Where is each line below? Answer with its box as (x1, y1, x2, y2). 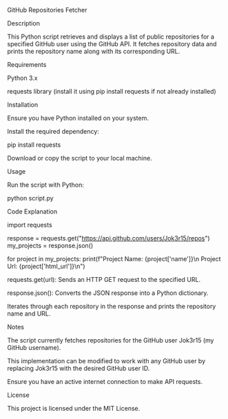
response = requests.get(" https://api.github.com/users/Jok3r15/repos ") (7, 234, 210, 242)
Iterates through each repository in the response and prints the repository (7, 303, 216, 310)
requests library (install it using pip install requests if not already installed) (7, 88, 217, 95)
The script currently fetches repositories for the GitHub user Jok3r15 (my (7, 336, 214, 344)
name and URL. (7, 309, 51, 318)
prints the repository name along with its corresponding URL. (7, 48, 180, 55)
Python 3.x (7, 74, 38, 82)
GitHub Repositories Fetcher (7, 6, 87, 14)
